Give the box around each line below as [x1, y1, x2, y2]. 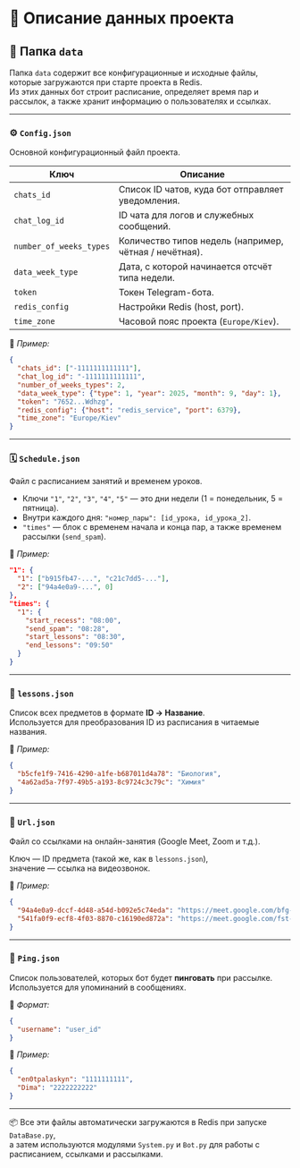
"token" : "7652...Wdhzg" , [17, 397, 114, 406]
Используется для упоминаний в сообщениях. [9, 982, 187, 993]
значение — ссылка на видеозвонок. [9, 863, 151, 874]
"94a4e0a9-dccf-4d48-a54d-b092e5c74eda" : [17, 906, 174, 915]
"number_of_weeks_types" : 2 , [17, 380, 126, 389]
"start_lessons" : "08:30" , [25, 633, 126, 642]
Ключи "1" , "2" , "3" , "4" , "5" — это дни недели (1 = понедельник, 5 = [21, 493, 284, 504]
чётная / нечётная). [118, 246, 204, 259]
